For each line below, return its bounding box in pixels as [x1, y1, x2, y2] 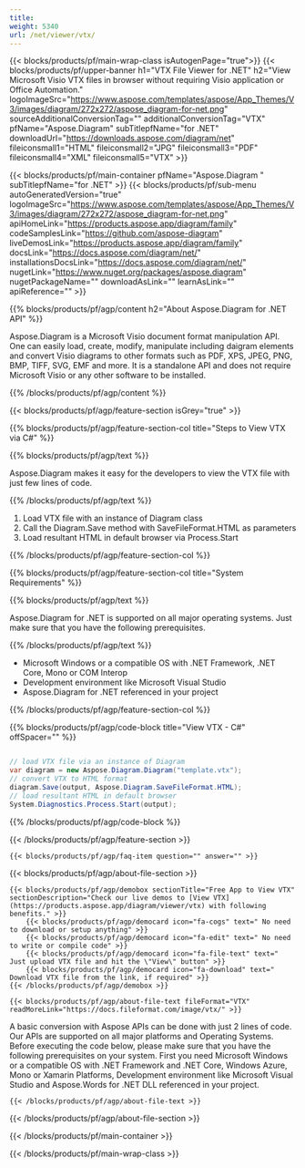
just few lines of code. [9, 478, 93, 489]
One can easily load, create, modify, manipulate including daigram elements [9, 341, 294, 352]
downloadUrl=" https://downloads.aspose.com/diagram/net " [9, 133, 235, 144]
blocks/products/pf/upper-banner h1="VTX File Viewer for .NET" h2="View [9, 65, 291, 76]
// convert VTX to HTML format [9, 774, 128, 784]
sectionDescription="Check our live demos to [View [9, 893, 209, 903]
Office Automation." [9, 84, 84, 96]
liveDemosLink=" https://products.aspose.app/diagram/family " [9, 238, 243, 249]
